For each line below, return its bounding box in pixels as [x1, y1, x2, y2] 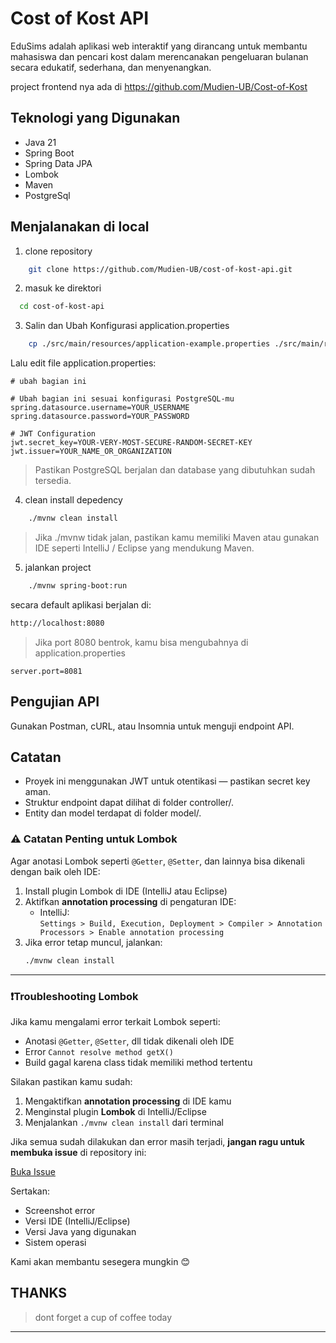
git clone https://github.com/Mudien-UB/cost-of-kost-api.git [28, 264, 293, 274]
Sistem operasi [24, 1236, 87, 1248]
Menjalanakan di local [10, 218, 150, 236]
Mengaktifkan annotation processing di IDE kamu [24, 1095, 232, 1107]
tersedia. [34, 475, 72, 487]
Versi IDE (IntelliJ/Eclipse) [24, 1215, 131, 1227]
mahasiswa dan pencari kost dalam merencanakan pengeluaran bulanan [10, 50, 309, 62]
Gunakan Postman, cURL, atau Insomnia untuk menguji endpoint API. [10, 720, 295, 732]
